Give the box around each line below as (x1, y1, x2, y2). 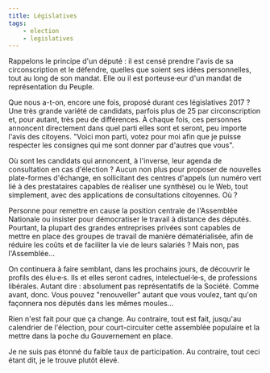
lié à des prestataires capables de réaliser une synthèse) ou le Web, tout (8, 182, 248, 192)
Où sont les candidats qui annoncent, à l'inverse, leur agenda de (8, 156, 222, 166)
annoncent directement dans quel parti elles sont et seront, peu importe (8, 123, 247, 133)
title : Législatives (8, 11, 78, 20)
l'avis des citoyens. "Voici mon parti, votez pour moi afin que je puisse (8, 132, 242, 142)
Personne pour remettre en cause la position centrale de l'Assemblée (8, 206, 238, 216)
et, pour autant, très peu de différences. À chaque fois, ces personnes (8, 114, 242, 125)
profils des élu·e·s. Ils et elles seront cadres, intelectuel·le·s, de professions (8, 273, 258, 283)
